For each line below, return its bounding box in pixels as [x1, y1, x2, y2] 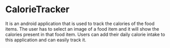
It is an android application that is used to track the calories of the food [5, 20, 155, 27]
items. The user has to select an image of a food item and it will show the [5, 26, 160, 32]
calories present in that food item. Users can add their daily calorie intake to [5, 31, 165, 37]
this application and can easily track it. [5, 37, 87, 43]
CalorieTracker [5, 4, 70, 15]
